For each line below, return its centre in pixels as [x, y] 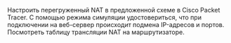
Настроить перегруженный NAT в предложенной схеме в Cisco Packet [114, 10]
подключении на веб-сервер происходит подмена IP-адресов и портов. [116, 25]
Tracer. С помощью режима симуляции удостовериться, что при [105, 17]
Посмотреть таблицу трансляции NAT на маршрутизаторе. [96, 32]
